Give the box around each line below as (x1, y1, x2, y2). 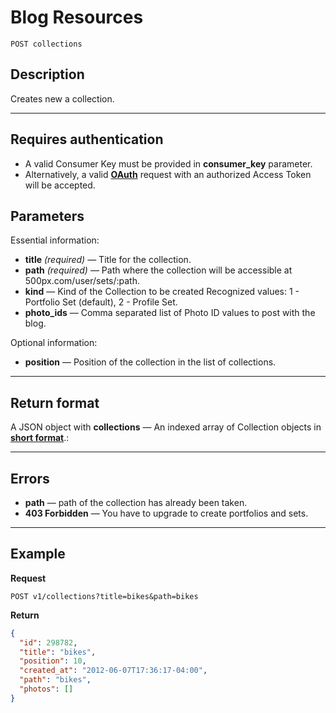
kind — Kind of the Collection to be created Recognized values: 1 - (24, 286, 300, 298)
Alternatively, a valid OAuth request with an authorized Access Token (24, 168, 312, 180)
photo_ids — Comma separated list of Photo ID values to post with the (24, 307, 316, 319)
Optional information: (10, 337, 98, 349)
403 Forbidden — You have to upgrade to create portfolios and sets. (24, 507, 309, 519)
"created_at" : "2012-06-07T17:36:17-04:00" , (19, 666, 208, 676)
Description (10, 66, 85, 83)
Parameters (10, 207, 85, 225)
